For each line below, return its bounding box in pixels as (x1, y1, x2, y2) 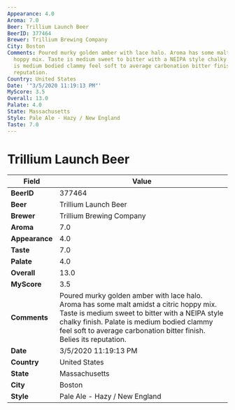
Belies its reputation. (59, 334, 127, 344)
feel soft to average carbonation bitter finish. (59, 326, 206, 336)
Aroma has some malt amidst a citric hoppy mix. (59, 299, 218, 309)
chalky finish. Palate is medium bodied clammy (59, 317, 213, 327)
